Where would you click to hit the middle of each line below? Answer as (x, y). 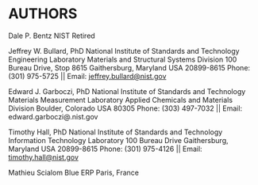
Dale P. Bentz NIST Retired (52, 36)
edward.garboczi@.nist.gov (53, 116)
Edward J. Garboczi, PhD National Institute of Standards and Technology (127, 91)
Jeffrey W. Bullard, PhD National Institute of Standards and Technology (124, 51)
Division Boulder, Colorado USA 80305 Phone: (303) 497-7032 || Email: (125, 108)
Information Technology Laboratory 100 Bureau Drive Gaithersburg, (118, 140)
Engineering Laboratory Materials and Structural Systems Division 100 (123, 59)
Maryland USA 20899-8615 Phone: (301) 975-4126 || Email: (105, 149)
